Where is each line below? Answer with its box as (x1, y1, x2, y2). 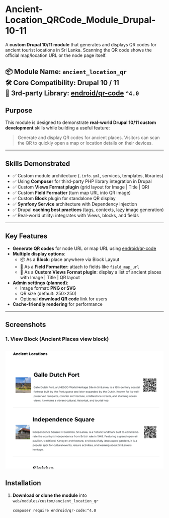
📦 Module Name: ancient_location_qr (5, 68, 127, 76)
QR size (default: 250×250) (20, 290, 77, 296)
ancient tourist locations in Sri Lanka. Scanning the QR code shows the (5, 47, 152, 53)
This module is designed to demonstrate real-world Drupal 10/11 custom (5, 119, 156, 125)
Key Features (5, 232, 48, 240)
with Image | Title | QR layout (20, 274, 80, 280)
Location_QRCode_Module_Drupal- (5, 14, 156, 26)
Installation (5, 479, 41, 487)
